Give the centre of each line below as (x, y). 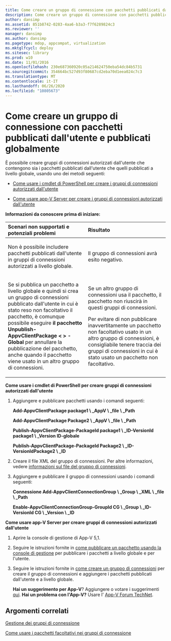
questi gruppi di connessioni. (123, 308)
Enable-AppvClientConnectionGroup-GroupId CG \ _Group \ (77, 507)
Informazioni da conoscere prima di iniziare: (53, 214)
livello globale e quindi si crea (43, 291)
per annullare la (44, 342)
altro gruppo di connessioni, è (124, 338)
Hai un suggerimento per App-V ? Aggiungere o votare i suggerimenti (86, 589)
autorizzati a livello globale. (40, 266)
